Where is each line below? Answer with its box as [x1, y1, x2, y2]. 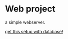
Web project [5, 3, 56, 14]
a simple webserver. [5, 19, 46, 25]
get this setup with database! [5, 28, 63, 34]
